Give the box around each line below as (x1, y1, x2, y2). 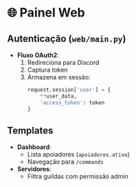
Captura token (27, 66, 68, 74)
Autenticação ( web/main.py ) (7, 32, 126, 44)
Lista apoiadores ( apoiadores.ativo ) (27, 150, 131, 159)
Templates (7, 124, 54, 136)
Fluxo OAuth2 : (16, 51, 60, 59)
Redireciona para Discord (27, 59, 100, 66)
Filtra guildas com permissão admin (27, 173, 128, 181)
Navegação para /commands (27, 157, 104, 166)
